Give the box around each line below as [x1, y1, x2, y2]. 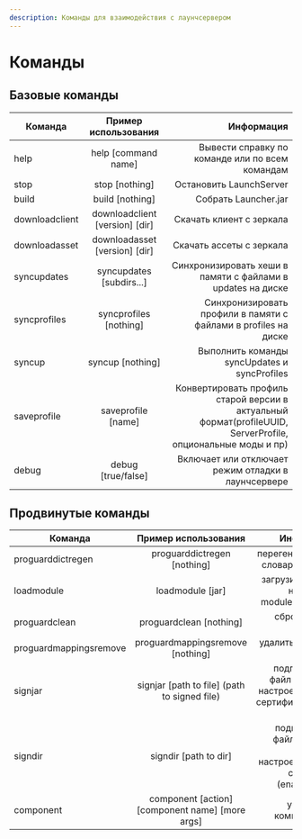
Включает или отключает [177, 452, 289, 465]
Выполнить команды [197, 344, 289, 356]
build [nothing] [93, 193, 155, 205]
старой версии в [215, 392, 289, 405]
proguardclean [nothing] [138, 616, 244, 628]
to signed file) [161, 690, 220, 703]
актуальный [235, 404, 289, 417]
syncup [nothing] [87, 356, 161, 368]
